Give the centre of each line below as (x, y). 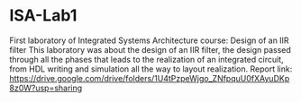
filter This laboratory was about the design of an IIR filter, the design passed (150, 49)
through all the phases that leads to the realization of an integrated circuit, (146, 59)
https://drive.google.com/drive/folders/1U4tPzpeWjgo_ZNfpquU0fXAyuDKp (150, 78)
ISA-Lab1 (43, 16)
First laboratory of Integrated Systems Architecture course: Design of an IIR (150, 40)
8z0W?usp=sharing (46, 88)
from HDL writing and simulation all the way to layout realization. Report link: (151, 69)
